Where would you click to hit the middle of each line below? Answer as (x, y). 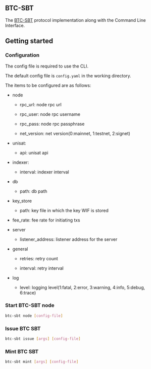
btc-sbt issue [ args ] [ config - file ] (43, 339)
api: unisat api (34, 152)
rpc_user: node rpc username (50, 114)
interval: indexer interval (44, 172)
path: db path (33, 191)
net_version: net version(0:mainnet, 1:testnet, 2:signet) (75, 133)
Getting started (29, 41)
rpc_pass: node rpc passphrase (52, 124)
